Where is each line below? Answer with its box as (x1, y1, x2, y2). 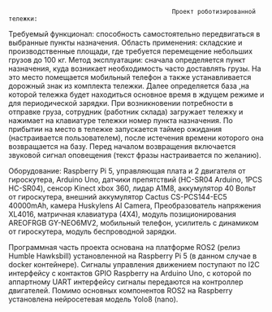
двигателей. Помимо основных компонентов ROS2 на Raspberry (8, 286, 233, 295)
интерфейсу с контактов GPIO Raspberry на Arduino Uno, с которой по (8, 269, 252, 278)
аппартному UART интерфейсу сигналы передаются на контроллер (8, 277, 244, 287)
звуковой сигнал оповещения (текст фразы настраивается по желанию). (8, 151, 261, 160)
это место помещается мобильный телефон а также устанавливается (8, 73, 252, 81)
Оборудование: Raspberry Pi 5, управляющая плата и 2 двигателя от (8, 166, 246, 175)
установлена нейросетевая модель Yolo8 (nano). (8, 294, 179, 304)
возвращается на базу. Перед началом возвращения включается (8, 142, 236, 151)
